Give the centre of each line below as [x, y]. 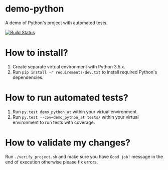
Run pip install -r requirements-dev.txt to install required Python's [85, 72]
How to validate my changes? [68, 143]
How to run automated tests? [67, 98]
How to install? [37, 53]
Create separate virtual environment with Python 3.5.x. [69, 66]
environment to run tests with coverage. [54, 122]
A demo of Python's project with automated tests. [56, 23]
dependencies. [28, 77]
